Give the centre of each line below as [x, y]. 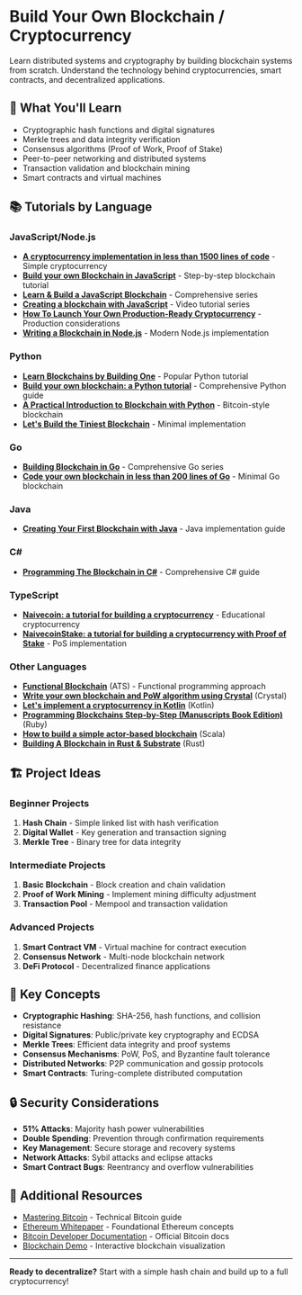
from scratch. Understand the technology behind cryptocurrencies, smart [145, 70]
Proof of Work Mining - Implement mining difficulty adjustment [139, 895]
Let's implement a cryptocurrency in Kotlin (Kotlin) [118, 706]
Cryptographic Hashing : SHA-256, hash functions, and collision [141, 1016]
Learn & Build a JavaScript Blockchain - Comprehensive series [140, 295]
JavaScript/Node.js [53, 238]
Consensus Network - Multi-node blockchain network [123, 957]
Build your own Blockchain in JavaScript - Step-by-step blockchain [149, 275]
